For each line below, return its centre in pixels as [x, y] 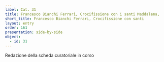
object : [13, 37]
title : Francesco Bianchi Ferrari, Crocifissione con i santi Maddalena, [82, 14]
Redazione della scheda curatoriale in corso [50, 55]
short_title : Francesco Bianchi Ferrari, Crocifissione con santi [75, 19]
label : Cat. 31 [21, 10]
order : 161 [16, 28]
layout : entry [20, 23]
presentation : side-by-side [34, 32]
